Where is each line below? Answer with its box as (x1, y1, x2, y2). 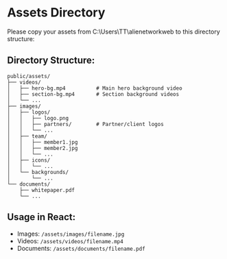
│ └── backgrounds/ (7, 169, 69, 175)
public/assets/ (7, 73, 51, 79)
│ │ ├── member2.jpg (7, 145, 78, 151)
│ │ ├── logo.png (7, 114, 69, 121)
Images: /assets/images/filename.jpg (16, 230, 125, 238)
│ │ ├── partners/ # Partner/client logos (7, 121, 165, 127)
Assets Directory (7, 5, 106, 21)
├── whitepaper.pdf (19, 186, 75, 193)
